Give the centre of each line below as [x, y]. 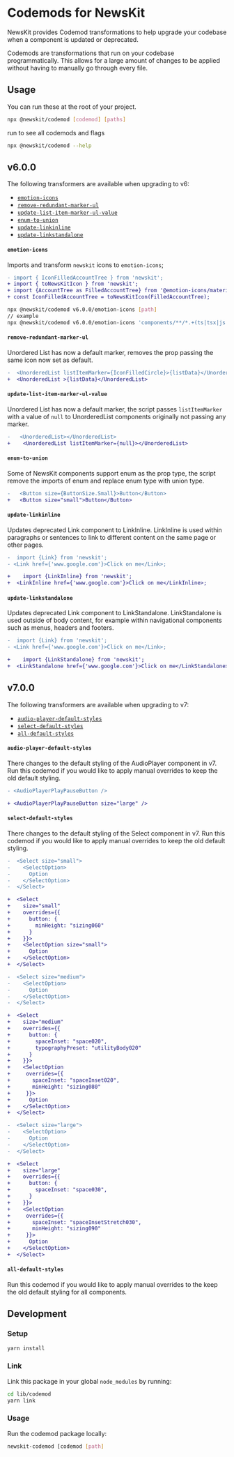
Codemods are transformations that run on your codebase [91, 53]
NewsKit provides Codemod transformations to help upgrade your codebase [117, 32]
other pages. [25, 545]
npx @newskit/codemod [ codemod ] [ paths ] [67, 119]
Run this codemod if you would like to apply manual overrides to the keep [112, 1284]
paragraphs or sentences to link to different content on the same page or [112, 537]
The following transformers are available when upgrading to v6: [99, 184]
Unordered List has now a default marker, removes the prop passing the [110, 352]
